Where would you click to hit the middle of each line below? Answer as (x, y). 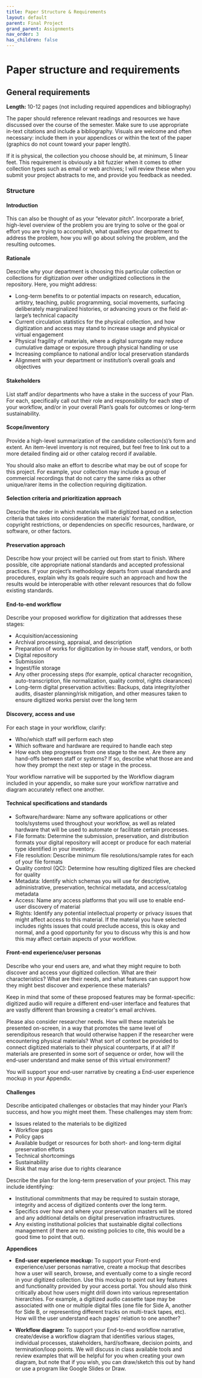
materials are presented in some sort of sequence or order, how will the (95, 1053)
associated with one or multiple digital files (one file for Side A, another (103, 1305)
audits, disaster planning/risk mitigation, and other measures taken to (101, 694)
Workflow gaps (34, 1130)
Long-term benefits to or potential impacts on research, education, (98, 296)
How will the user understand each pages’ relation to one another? (98, 1318)
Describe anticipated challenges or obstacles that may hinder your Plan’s (97, 1106)
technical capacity (55, 316)
